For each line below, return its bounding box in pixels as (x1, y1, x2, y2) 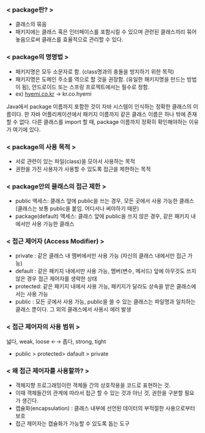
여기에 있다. (12, 126, 41, 133)
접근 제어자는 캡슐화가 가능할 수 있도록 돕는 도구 (15, 420, 130, 427)
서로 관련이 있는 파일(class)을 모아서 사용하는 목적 (15, 158, 136, 165)
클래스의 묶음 (15, 20, 47, 28)
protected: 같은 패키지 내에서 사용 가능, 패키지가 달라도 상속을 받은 (15, 283, 176, 290)
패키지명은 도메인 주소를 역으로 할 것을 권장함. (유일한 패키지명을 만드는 (15, 75, 185, 83)
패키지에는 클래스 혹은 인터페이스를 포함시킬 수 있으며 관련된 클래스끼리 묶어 (15, 28, 197, 36)
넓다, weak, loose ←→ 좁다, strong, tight (6, 337, 106, 345)
